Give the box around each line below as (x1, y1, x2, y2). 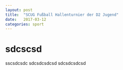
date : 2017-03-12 (5, 17, 47, 22)
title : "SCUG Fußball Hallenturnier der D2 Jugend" (5, 12, 119, 17)
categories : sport (5, 21, 44, 27)
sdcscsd (5, 44, 42, 55)
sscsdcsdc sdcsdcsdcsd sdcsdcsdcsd (5, 60, 86, 66)
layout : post (5, 7, 33, 13)
